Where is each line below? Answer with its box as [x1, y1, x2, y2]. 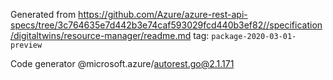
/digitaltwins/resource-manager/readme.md [10, 30, 192, 41]
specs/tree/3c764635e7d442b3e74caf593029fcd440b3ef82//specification [10, 19, 323, 31]
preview [10, 40, 43, 50]
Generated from [10, 9, 77, 20]
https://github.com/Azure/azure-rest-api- [78, 9, 248, 20]
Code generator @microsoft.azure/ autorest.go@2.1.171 [10, 58, 235, 69]
